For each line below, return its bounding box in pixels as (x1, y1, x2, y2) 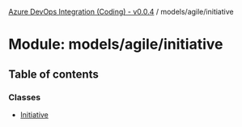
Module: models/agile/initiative (8, 36, 223, 53)
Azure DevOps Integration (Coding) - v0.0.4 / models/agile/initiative (8, 7, 234, 16)
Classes (8, 91, 41, 103)
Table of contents (8, 67, 99, 81)
